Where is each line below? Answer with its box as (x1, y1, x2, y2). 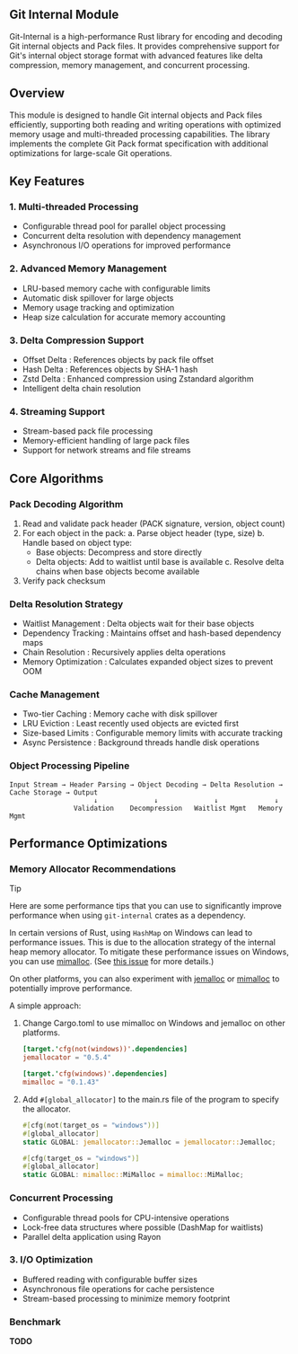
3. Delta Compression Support (9, 334, 145, 347)
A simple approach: (9, 1000, 82, 1011)
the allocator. (22, 1103, 72, 1114)
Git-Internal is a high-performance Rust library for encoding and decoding (9, 31, 283, 41)
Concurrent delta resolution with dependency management (22, 231, 241, 242)
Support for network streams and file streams (22, 444, 191, 456)
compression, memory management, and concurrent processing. (9, 59, 250, 70)
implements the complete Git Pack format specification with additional (9, 138, 269, 149)
